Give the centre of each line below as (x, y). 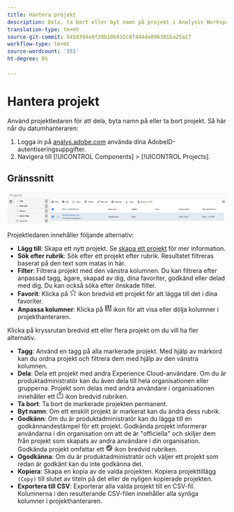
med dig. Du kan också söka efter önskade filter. (87, 285)
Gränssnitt (31, 179)
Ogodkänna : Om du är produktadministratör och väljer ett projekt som (118, 456)
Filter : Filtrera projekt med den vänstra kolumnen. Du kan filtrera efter (117, 270)
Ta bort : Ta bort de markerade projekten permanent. (93, 403)
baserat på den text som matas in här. (71, 263)
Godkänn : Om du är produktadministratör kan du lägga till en (105, 419)
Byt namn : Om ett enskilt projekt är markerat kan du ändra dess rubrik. (119, 411)
